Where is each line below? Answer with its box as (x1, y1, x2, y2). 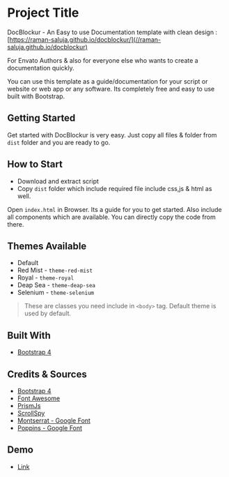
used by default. (24, 309, 72, 318)
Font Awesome (17, 394, 61, 402)
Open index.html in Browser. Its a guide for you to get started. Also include (7, 205, 222, 213)
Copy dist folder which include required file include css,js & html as (17, 184, 212, 192)
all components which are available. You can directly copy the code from (7, 213, 216, 221)
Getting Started (7, 112, 76, 124)
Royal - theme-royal (17, 273, 74, 282)
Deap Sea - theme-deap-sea (17, 281, 96, 289)
